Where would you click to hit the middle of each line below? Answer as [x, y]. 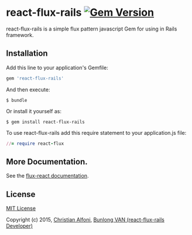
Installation [27, 54]
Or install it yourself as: [34, 111]
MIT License [21, 209]
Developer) [20, 226]
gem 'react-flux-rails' [35, 78]
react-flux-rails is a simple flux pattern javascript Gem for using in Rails [92, 29]
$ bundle [17, 100]
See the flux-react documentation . [47, 176]
